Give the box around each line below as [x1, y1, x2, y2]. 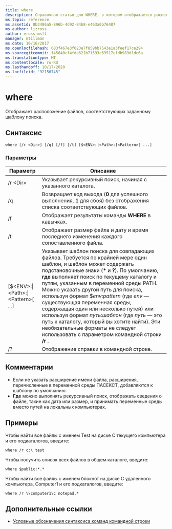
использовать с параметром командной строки [41, 331, 162, 338]
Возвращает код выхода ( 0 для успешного [41, 191, 148, 198]
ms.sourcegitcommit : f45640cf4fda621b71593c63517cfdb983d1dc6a [5, 50, 143, 55]
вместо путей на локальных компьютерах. [12, 404, 106, 410]
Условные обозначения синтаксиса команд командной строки [12, 518, 150, 524]
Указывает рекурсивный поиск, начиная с [41, 176, 147, 183]
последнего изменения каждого [41, 233, 123, 240]
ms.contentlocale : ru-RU [5, 60, 58, 65]
